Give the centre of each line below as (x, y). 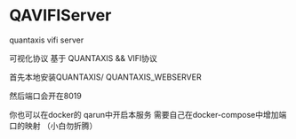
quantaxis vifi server (47, 40)
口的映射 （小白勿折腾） (53, 126)
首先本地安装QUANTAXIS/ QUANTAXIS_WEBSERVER (105, 77)
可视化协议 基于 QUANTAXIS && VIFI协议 (84, 58)
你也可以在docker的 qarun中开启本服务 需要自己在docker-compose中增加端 (148, 114)
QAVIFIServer (60, 15)
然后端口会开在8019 (45, 96)
